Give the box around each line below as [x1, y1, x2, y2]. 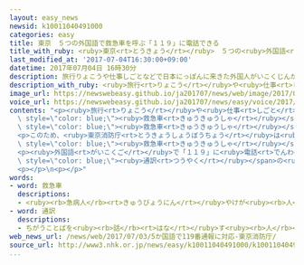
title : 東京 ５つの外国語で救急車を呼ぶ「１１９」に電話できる [9, 38, 220, 48]
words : [9, 173, 34, 182]
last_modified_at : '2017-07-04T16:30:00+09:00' [9, 55, 193, 64]
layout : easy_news [9, 13, 79, 23]
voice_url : [9, 97, 51, 107]
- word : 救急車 [9, 182, 62, 191]
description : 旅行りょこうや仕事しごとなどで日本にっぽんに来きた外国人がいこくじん [9, 72, 291, 81]
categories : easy [9, 30, 75, 39]
